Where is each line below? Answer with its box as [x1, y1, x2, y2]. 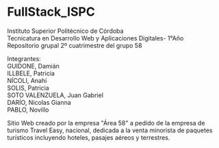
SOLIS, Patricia [7, 84, 49, 92]
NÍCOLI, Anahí [7, 76, 47, 84]
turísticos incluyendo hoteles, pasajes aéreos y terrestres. [7, 133, 170, 141]
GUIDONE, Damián [7, 62, 60, 70]
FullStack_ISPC [7, 4, 96, 20]
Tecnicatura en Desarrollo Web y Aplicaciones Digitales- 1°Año [7, 34, 184, 42]
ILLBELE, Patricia [7, 69, 55, 77]
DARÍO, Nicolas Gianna [7, 98, 72, 106]
